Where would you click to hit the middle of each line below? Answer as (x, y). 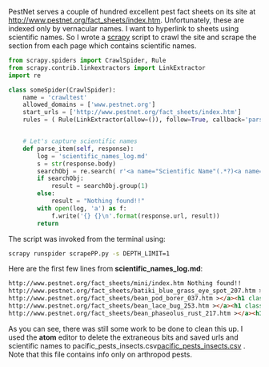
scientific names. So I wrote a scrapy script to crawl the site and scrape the (132, 37)
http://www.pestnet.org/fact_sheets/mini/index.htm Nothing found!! (125, 283)
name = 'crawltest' (55, 97)
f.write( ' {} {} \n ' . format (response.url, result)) (135, 216)
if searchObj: (60, 179)
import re (25, 75)
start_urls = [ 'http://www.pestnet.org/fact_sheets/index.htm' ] (132, 112)
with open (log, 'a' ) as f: (82, 208)
